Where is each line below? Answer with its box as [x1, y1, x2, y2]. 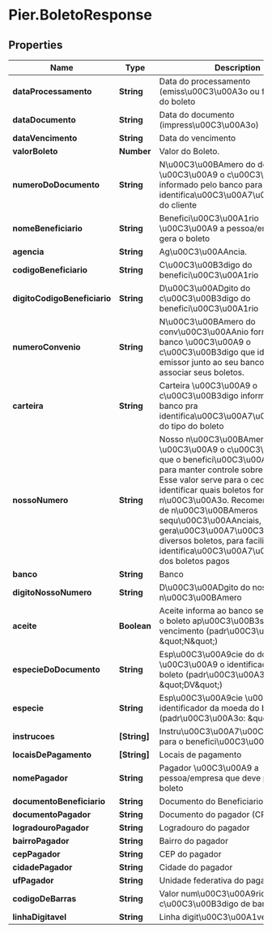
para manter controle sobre [159, 464, 263, 475]
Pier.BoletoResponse [8, 6, 152, 24]
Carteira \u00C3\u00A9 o [159, 380, 257, 391]
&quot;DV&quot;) [159, 679, 223, 690]
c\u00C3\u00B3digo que [159, 346, 256, 358]
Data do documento [159, 110, 235, 120]
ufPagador [12, 875, 54, 886]
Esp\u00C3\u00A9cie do [159, 649, 255, 660]
